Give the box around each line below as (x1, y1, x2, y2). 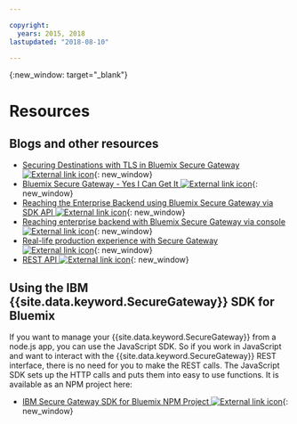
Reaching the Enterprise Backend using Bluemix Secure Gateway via (21, 198, 274, 208)
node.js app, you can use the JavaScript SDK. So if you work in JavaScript (9, 341, 282, 352)
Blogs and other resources (9, 135, 159, 151)
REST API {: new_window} (21, 255, 189, 265)
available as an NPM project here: (9, 379, 133, 390)
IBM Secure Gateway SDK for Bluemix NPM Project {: (21, 396, 289, 407)
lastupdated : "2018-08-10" (9, 37, 109, 46)
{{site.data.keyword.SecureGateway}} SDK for (9, 294, 275, 309)
